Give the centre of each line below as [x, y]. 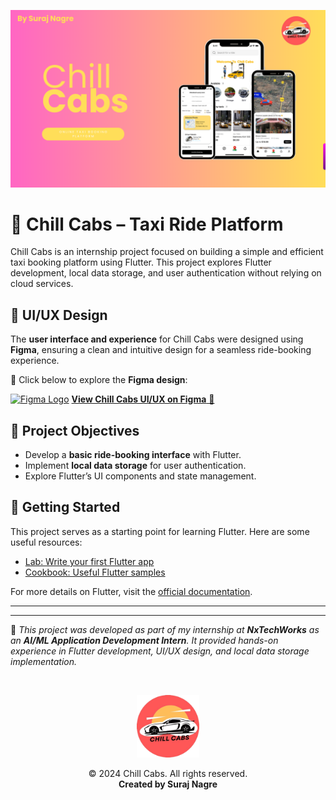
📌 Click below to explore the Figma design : [99, 380]
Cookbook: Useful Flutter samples [95, 572]
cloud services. [42, 284]
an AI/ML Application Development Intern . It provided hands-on [144, 640]
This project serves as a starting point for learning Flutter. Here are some [160, 531]
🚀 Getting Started [65, 507]
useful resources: [46, 542]
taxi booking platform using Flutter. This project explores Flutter [141, 262]
